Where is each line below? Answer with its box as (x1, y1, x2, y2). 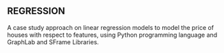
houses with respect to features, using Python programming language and (7, 31, 218, 39)
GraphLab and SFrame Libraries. (7, 37, 100, 46)
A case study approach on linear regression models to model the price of (7, 23, 214, 31)
